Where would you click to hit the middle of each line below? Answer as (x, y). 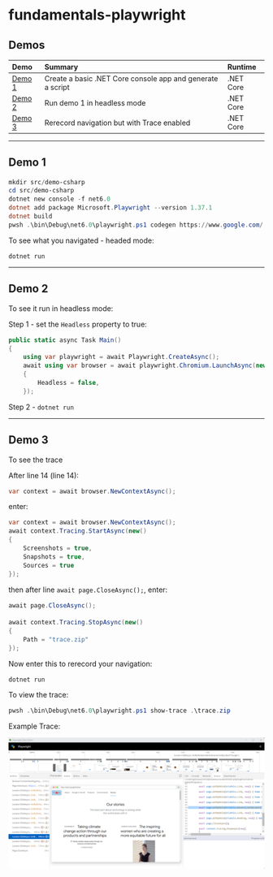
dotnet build (30, 217)
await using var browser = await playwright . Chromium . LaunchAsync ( (139, 366)
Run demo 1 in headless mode (95, 102)
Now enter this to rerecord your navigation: (80, 663)
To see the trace (36, 460)
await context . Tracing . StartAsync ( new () (78, 531)
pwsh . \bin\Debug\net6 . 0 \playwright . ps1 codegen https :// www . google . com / (136, 225)
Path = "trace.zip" (56, 640)
